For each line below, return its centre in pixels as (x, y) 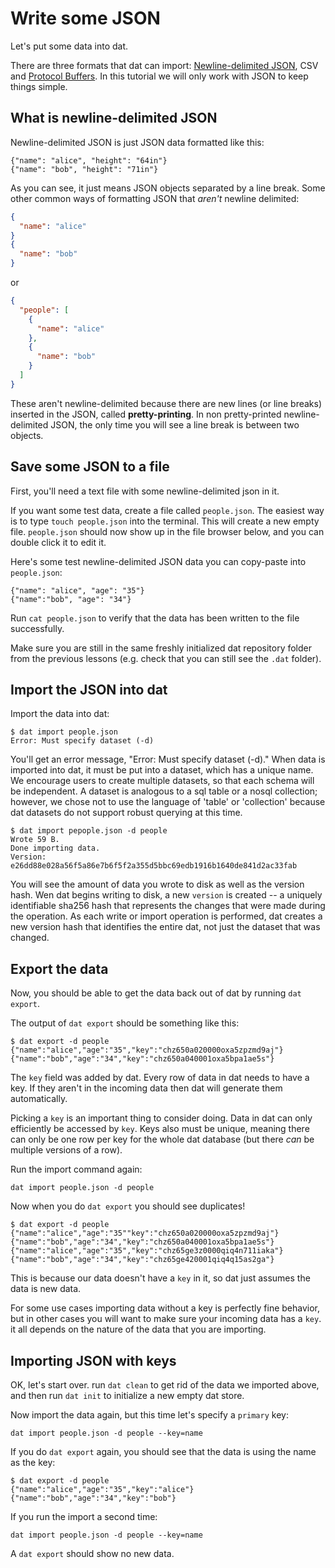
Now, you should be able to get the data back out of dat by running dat (156, 993)
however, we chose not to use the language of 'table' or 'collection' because (168, 802)
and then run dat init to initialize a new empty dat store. (127, 1395)
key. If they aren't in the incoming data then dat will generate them (146, 1088)
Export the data (59, 968)
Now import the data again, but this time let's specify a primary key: (149, 1415)
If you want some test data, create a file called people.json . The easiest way (167, 510)
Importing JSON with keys (93, 1360)
